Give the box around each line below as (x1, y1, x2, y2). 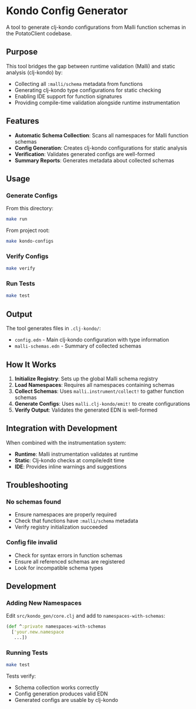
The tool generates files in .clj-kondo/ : (6, 325, 102, 332)
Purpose (6, 47, 38, 57)
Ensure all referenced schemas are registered (14, 558, 125, 565)
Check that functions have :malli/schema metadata (14, 517, 138, 525)
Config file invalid (6, 538, 58, 546)
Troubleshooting (6, 480, 69, 490)
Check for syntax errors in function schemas (14, 552, 123, 559)
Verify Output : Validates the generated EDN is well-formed (14, 406, 158, 413)
